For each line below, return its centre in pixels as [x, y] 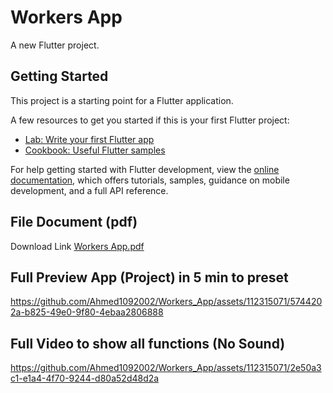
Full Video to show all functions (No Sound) [148, 343]
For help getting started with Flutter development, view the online [145, 169]
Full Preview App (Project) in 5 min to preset [149, 277]
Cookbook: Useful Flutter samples [95, 150]
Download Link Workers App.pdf [77, 246]
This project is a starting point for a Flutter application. [122, 100]
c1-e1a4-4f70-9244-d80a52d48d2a [85, 378]
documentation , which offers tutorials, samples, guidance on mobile [150, 180]
